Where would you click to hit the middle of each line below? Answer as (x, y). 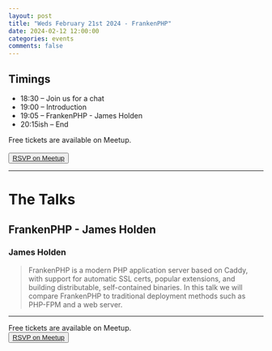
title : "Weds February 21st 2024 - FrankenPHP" (90, 24)
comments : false (36, 46)
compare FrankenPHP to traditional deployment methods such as (137, 296)
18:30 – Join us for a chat (62, 98)
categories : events (41, 39)
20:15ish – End (44, 124)
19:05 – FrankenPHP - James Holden (81, 115)
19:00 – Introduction (53, 107)
